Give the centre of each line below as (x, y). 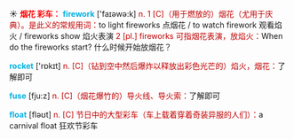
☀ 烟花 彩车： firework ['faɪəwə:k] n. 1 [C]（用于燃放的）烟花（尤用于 (137, 14)
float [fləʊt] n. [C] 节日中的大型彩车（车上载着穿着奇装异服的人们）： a (136, 115)
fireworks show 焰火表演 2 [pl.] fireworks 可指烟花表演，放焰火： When (153, 36)
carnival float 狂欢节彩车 (54, 126)
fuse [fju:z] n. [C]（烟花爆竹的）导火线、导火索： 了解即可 (115, 96)
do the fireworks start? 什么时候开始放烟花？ (91, 47)
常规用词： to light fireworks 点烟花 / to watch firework (158, 25)
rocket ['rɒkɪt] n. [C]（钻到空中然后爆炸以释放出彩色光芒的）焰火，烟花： (143, 66)
